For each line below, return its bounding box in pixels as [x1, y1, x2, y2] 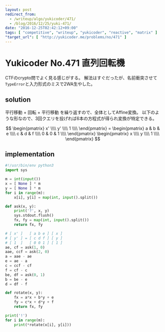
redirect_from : [5, 12, 36, 17]
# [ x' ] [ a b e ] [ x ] [5, 231, 63, 236]
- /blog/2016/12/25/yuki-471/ [9, 21, 71, 26]
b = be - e [5, 277, 28, 282]
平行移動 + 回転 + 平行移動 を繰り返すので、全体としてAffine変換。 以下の [5, 109, 155, 115]
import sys [5, 168, 28, 173]
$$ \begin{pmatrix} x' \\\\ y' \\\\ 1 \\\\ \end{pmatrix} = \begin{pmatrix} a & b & [5, 125, 160, 131]
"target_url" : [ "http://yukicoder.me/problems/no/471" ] [5, 35, 127, 40]
